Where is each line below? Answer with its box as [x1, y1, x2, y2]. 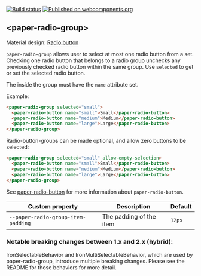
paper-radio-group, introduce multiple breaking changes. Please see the [6, 257, 185, 265]
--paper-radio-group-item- [9, 214, 86, 220]
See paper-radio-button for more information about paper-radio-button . [6, 188, 184, 195]
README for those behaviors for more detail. [6, 263, 117, 271]
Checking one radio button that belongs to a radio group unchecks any [6, 57, 181, 64]
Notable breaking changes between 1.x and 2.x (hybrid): [6, 238, 173, 246]
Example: [6, 93, 29, 100]
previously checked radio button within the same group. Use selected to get [6, 63, 194, 70]
